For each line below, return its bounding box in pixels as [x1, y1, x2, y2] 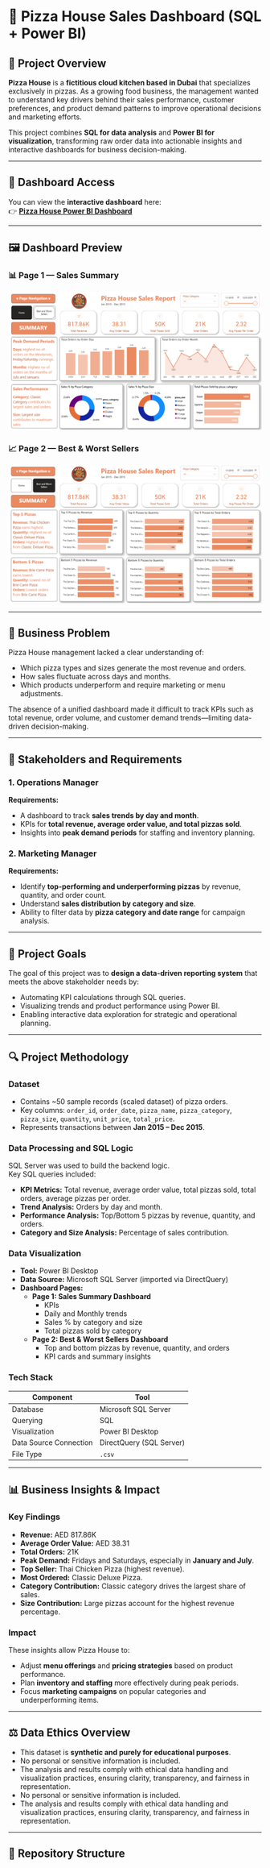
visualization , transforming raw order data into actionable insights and [8, 136, 243, 146]
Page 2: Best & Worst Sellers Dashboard [31, 1335, 169, 1344]
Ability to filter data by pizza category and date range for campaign [19, 907, 246, 917]
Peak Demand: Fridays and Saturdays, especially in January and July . [19, 1555, 255, 1565]
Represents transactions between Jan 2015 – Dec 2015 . [19, 1122, 205, 1131]
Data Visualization [8, 1248, 82, 1260]
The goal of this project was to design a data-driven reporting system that [8, 969, 258, 978]
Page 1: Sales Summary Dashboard [31, 1292, 151, 1301]
